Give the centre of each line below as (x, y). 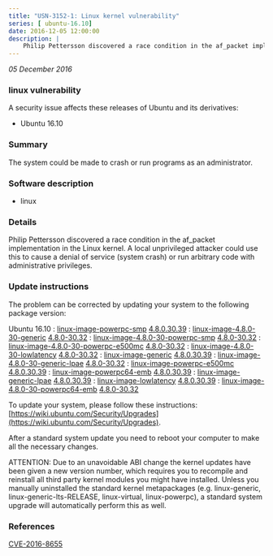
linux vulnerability (45, 90)
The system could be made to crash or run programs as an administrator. (131, 162)
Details (23, 222)
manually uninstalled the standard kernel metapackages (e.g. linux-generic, (135, 488)
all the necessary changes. (54, 446)
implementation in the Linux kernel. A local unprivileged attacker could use (133, 248)
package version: (37, 312)
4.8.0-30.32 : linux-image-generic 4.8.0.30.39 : (137, 355)
